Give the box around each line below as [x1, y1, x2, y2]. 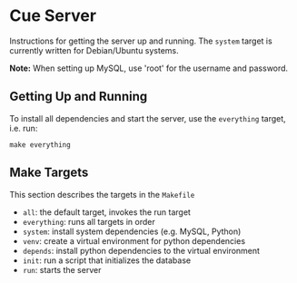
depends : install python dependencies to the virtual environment [22, 245, 261, 256]
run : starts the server [22, 264, 102, 275]
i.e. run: [9, 122, 38, 133]
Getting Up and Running [9, 89, 148, 104]
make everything [9, 140, 71, 150]
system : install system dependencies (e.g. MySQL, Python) [22, 226, 242, 237]
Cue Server [9, 5, 97, 26]
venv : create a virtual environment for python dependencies [22, 235, 246, 246]
